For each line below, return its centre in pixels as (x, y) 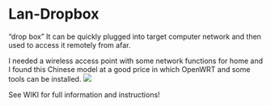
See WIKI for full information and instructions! (84, 95)
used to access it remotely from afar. (70, 45)
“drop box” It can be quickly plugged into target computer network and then (135, 36)
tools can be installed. (45, 78)
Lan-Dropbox (54, 14)
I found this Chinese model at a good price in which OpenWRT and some (129, 69)
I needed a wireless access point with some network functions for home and (136, 61)
